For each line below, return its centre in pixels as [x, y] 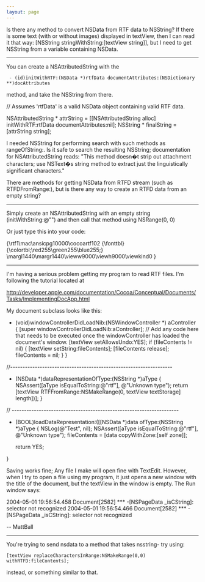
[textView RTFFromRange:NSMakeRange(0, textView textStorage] [98, 392]
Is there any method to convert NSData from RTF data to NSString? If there [100, 29]
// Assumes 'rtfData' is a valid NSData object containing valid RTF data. [95, 106]
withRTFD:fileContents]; [38, 561]
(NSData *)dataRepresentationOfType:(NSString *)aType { [88, 379]
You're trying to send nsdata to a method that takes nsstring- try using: [95, 544]
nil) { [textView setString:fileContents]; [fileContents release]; [92, 348]
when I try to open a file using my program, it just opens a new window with [101, 477]
